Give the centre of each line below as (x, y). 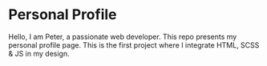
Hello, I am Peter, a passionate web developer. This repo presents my (123, 37)
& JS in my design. (39, 53)
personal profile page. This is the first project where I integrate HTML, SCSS (134, 45)
